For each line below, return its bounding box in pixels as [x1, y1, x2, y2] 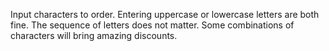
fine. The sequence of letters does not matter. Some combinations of [10, 19, 295, 31]
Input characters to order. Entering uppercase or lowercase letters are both [10, 9, 320, 20]
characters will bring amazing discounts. [10, 30, 178, 41]
